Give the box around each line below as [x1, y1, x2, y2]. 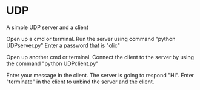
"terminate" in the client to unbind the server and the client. [6, 78, 155, 85]
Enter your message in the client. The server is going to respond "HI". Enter [6, 71, 195, 79]
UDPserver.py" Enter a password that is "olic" [6, 42, 120, 49]
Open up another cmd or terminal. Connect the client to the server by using [6, 53, 195, 60]
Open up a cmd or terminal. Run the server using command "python [6, 35, 176, 42]
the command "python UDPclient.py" [6, 60, 99, 67]
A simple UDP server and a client [6, 24, 89, 31]
